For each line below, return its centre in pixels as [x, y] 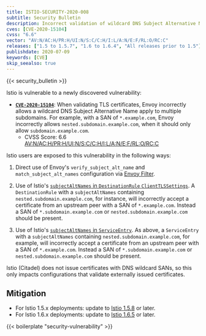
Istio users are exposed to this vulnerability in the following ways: [89, 155]
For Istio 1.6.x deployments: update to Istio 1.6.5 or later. [85, 315]
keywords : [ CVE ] [27, 58]
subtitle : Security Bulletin [44, 18]
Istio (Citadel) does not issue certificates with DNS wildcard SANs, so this [99, 267]
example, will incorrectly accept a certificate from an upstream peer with [107, 243]
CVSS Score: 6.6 [45, 137]
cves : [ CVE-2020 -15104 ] [37, 29]
